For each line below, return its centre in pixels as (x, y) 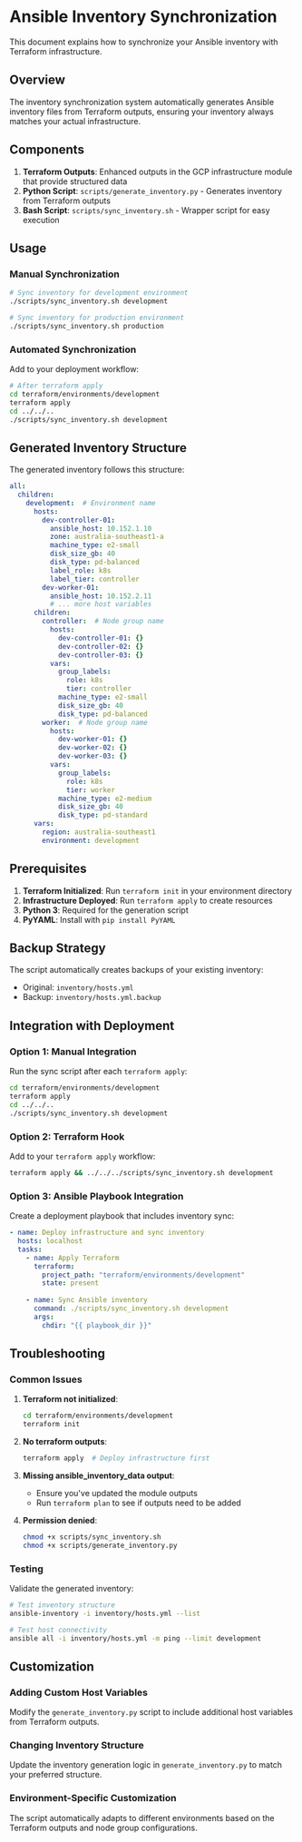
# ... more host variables (101, 604)
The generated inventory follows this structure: (97, 470)
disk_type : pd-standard (102, 815)
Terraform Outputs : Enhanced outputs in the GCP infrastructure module (157, 171)
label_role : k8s (80, 570)
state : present (71, 1283)
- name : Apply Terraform (73, 1258)
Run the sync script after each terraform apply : (98, 1072)
